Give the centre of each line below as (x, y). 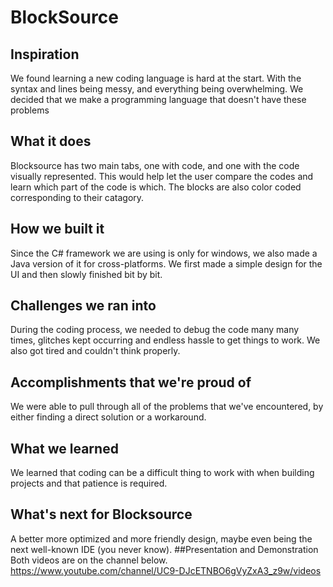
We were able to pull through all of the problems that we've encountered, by (167, 407)
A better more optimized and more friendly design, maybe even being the (161, 538)
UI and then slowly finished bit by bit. (86, 274)
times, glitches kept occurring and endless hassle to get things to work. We (165, 340)
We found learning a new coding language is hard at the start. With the (156, 78)
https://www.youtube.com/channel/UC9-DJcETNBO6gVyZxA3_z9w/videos (166, 570)
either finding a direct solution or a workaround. (108, 417)
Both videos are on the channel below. (89, 560)
